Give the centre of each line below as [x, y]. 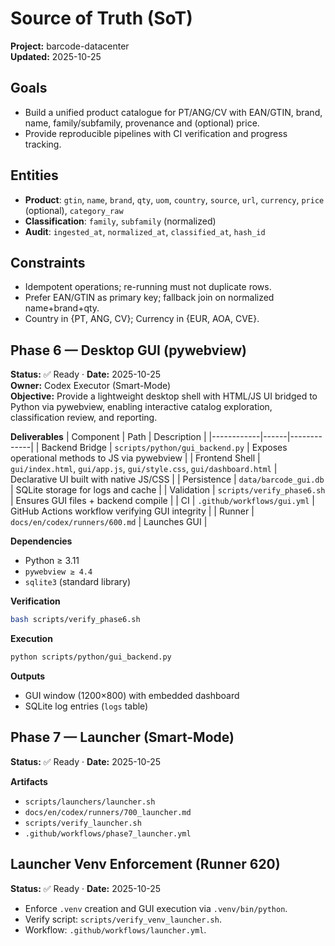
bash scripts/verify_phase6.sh [75, 620]
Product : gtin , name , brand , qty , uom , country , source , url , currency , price [174, 199]
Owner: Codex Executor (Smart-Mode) [91, 386]
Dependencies [41, 541]
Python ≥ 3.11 [52, 561]
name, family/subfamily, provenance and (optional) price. [142, 123]
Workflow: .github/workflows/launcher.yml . [115, 929]
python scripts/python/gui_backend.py [91, 657]
